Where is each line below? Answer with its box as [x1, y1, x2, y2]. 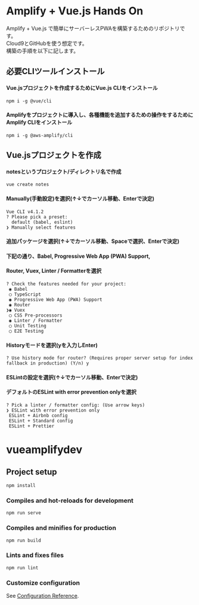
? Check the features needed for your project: [6, 281, 127, 287]
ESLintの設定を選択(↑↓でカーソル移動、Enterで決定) [6, 373, 138, 381]
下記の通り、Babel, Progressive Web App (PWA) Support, [6, 253, 151, 260]
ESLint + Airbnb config [8, 412, 68, 418]
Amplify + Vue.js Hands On [6, 4, 144, 18]
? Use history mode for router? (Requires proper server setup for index [6, 355, 194, 361]
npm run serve [6, 510, 42, 516]
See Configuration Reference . [6, 592, 79, 600]
